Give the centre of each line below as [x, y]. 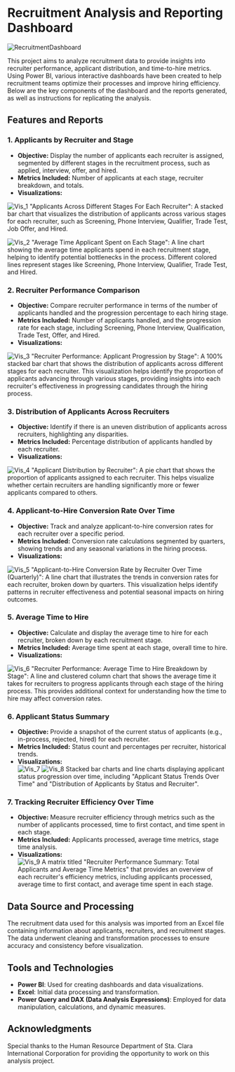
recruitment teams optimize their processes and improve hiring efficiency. [114, 83]
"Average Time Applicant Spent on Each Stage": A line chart [118, 242]
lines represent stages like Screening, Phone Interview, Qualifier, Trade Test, [117, 264]
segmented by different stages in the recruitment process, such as [114, 163]
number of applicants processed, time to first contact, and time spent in [121, 825]
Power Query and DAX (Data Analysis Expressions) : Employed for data [122, 1000]
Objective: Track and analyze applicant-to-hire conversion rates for [115, 526]
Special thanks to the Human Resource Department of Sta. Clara [100, 1045]
